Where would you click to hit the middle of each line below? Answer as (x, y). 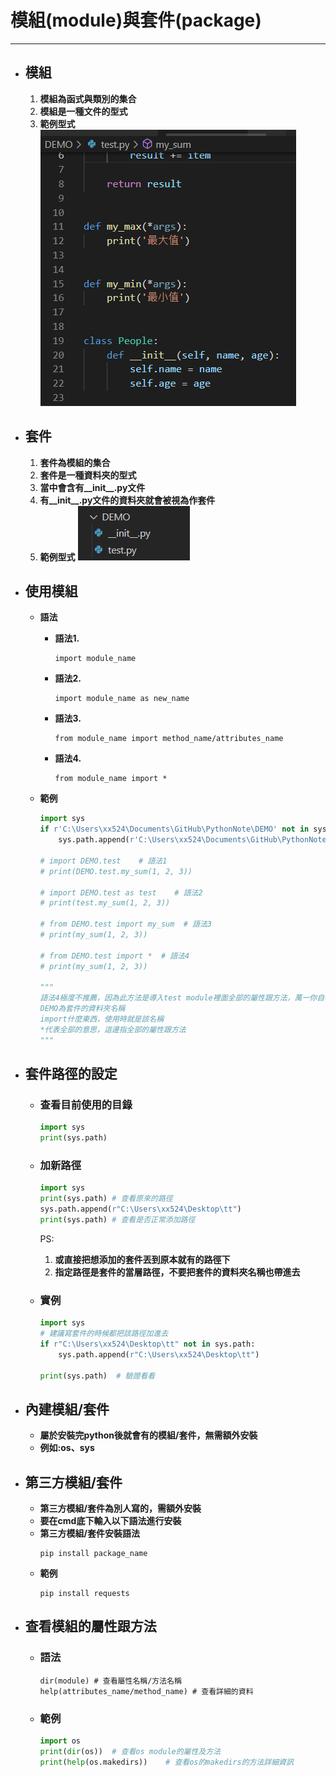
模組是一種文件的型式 (83, 111)
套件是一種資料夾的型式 (88, 475)
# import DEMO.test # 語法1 (103, 861)
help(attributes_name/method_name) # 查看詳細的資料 (146, 1691)
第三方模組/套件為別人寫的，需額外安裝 (120, 1508)
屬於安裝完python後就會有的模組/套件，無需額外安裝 (148, 1435)
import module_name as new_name (122, 699)
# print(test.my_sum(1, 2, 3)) (105, 903)
